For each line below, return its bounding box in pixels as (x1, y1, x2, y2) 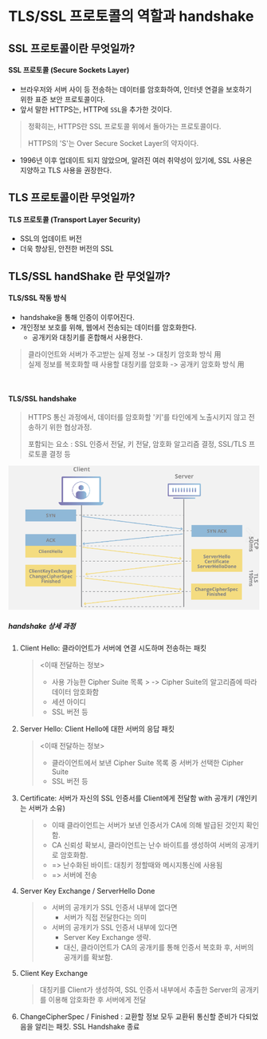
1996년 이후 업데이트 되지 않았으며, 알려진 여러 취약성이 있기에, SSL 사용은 (19, 155, 253, 164)
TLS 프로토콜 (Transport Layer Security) (8, 215, 141, 224)
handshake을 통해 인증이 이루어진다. (19, 312, 135, 322)
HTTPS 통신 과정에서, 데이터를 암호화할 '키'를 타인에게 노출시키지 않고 (27, 413, 247, 422)
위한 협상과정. (49, 422, 92, 432)
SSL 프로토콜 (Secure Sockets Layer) (8, 65, 130, 75)
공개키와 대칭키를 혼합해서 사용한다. (31, 332, 143, 342)
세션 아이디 (51, 697, 86, 706)
